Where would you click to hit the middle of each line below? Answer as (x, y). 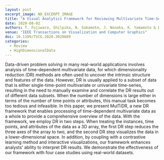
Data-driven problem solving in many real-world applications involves (75, 64)
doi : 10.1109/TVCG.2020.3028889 (38, 37)
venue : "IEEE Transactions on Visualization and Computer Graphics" (76, 32)
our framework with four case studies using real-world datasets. (70, 152)
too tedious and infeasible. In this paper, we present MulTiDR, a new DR (77, 106)
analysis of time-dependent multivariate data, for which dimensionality (76, 69)
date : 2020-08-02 (23, 23)
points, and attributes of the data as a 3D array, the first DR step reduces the (82, 126)
